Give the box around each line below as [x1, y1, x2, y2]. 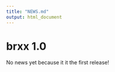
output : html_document [6, 14, 62, 20]
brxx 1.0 [6, 40, 47, 53]
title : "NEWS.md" [6, 8, 49, 15]
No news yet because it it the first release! [6, 59, 110, 66]
